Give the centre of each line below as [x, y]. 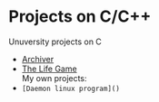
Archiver [38, 59]
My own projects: [54, 78]
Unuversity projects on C [55, 42]
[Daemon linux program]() [70, 88]
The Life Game [50, 69]
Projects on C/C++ [80, 17]
